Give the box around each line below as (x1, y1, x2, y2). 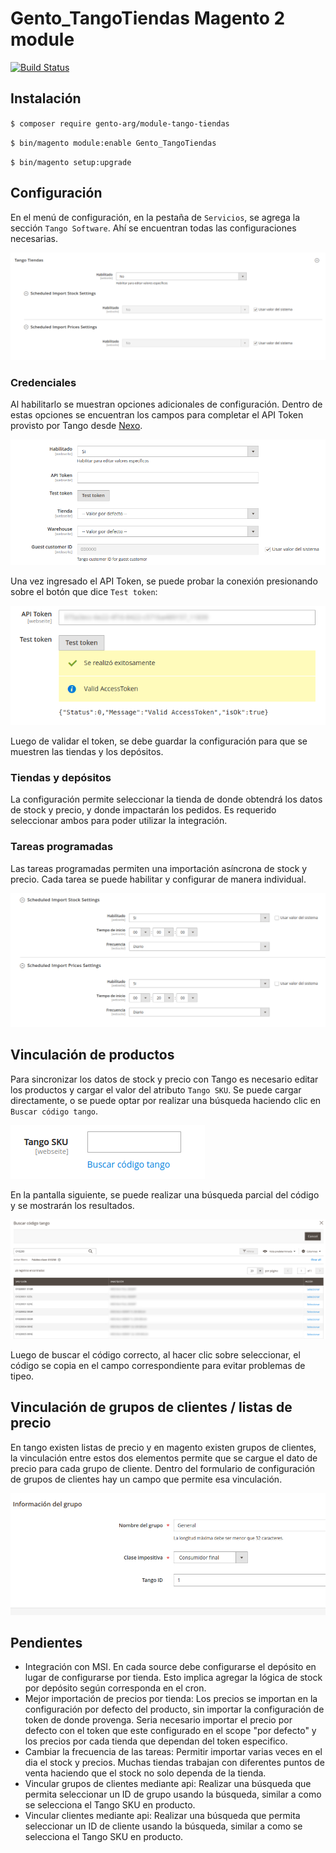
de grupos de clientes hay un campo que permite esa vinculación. (10, 1473, 283, 1485)
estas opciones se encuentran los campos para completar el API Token (10, 409, 304, 421)
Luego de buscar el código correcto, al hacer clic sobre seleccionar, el (10, 1349, 301, 1361)
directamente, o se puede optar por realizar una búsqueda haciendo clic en (10, 1094, 322, 1106)
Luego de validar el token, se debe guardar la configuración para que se (10, 735, 308, 747)
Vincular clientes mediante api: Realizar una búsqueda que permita (24, 1810, 301, 1822)
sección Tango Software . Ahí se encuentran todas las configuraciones (10, 222, 297, 234)
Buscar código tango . (10, 1105, 99, 1117)
